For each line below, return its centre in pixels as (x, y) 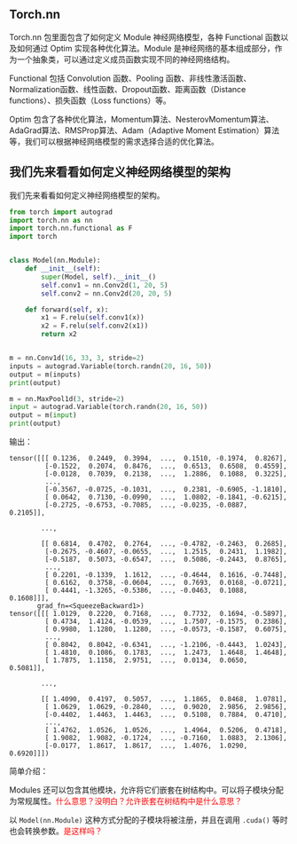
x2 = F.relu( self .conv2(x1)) (95, 326)
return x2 (59, 335)
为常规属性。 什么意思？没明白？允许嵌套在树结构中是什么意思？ (125, 801)
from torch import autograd (61, 212)
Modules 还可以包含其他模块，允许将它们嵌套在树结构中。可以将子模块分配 (146, 790)
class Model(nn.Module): (55, 261)
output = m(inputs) (45, 375)
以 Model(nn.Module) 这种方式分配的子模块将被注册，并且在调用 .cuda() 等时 (148, 820)
